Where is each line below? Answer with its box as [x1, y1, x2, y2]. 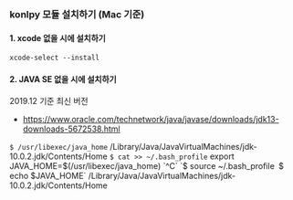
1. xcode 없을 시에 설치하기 [9, 32, 107, 43]
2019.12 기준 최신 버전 [9, 96, 89, 107]
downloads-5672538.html [22, 123, 120, 134]
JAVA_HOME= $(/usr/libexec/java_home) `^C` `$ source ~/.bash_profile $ [9, 161, 285, 172]
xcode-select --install [9, 53, 100, 63]
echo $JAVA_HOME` [9, 171, 87, 182]
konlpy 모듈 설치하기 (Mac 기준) [9, 7, 145, 20]
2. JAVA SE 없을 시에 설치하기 [9, 73, 117, 84]
